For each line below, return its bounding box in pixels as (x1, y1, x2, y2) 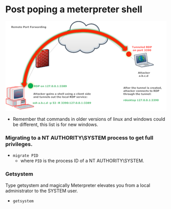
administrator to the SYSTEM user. (5, 187, 78, 194)
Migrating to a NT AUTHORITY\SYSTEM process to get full (5, 134, 154, 141)
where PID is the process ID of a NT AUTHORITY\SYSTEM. (20, 158, 144, 164)
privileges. (5, 140, 33, 148)
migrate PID (12, 153, 38, 158)
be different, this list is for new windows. (12, 121, 98, 128)
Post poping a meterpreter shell (5, 4, 142, 15)
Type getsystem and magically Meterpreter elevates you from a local (5, 182, 151, 188)
